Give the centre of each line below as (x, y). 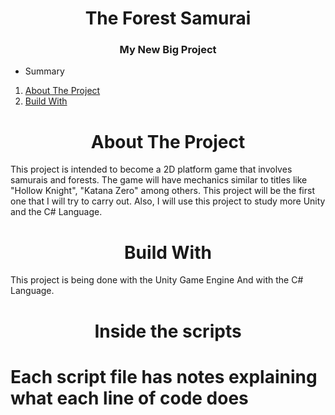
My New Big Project (168, 50)
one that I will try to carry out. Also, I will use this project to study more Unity (168, 201)
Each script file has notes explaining (164, 376)
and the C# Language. (56, 212)
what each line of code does (129, 398)
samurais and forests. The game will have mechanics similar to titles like (159, 180)
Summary (44, 71)
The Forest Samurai (168, 18)
